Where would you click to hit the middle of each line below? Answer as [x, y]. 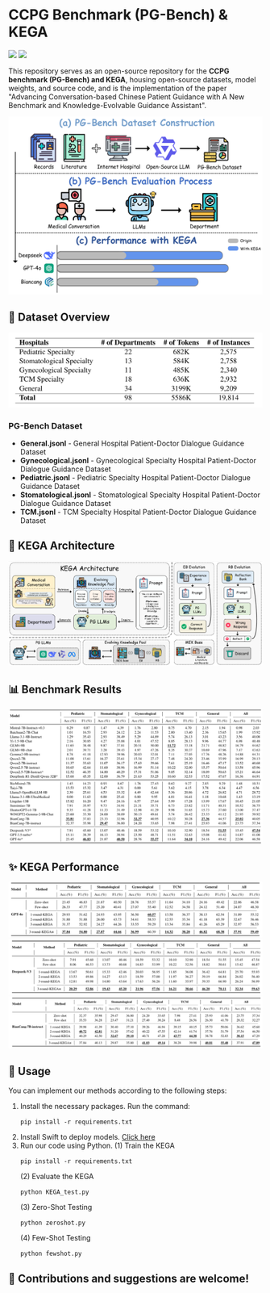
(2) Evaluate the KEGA [57, 1177]
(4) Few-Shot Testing [55, 1238]
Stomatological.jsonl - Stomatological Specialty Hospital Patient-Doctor [140, 495]
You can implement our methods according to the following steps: [118, 1090]
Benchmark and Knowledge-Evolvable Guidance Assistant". [108, 105]
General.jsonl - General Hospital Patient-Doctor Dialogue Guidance [132, 444]
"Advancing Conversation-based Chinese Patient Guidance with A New [127, 96]
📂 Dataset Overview [59, 318]
